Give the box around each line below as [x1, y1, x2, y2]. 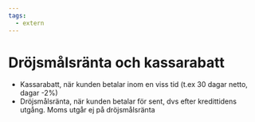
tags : [8, 11, 26, 20]
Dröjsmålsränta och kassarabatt [8, 53, 225, 72]
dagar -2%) [19, 89, 58, 98]
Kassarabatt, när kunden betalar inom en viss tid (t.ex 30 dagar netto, [19, 80, 249, 89]
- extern [15, 19, 45, 27]
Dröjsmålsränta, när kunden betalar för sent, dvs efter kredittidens [19, 96, 237, 106]
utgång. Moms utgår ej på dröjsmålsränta [19, 105, 155, 115]
